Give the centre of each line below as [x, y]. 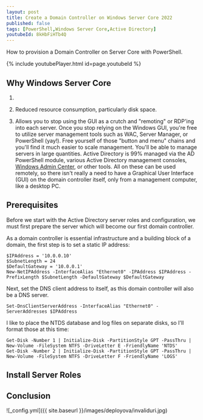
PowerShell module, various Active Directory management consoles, [101, 160]
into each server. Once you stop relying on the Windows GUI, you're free [106, 127]
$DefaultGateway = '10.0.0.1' [45, 266]
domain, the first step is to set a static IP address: [68, 244]
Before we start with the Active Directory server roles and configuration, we [101, 219]
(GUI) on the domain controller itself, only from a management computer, [106, 179]
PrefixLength [23, 277]
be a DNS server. [28, 295]
